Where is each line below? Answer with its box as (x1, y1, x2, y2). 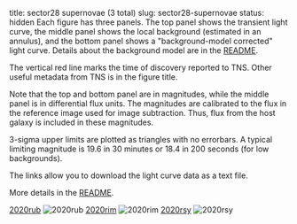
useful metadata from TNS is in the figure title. (9, 72, 178, 82)
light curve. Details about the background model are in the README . (9, 45, 259, 56)
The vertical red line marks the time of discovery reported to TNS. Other (9, 62, 272, 73)
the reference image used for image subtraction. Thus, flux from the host (9, 108, 277, 118)
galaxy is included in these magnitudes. (9, 117, 153, 127)
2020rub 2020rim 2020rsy (9, 205, 192, 215)
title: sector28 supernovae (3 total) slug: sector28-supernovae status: (9, 8, 264, 18)
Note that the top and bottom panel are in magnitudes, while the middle (9, 89, 270, 99)
